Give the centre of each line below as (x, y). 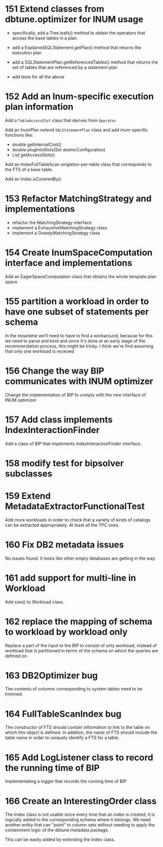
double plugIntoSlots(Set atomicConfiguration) (59, 149)
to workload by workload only (66, 632)
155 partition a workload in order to (77, 301)
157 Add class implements (59, 419)
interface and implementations (69, 263)
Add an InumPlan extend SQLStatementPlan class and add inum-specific (77, 130)
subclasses (29, 474)
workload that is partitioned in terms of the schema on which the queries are (82, 650)
